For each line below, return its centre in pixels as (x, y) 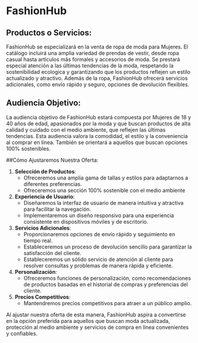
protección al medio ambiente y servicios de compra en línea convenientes (98, 327)
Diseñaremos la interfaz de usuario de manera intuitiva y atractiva (103, 202)
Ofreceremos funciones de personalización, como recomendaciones (107, 278)
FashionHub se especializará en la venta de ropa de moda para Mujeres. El (97, 47)
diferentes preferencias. (53, 184)
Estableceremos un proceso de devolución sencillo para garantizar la (108, 247)
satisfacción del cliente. (52, 253)
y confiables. (22, 333)
